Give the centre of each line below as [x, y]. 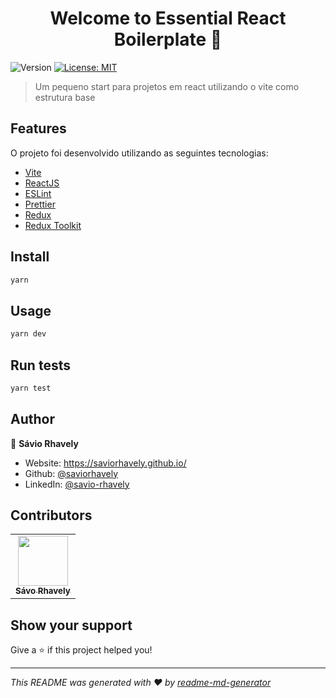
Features [38, 128]
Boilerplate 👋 [168, 39]
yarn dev [28, 334]
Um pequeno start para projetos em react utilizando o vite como [167, 86]
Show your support [71, 625]
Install [30, 257]
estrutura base [65, 97]
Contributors [51, 515]
